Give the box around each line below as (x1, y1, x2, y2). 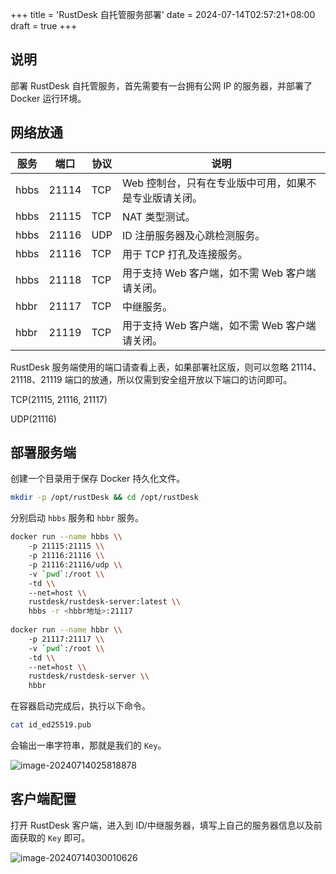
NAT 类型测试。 (122, 209, 196, 223)
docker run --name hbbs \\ (10, 532, 123, 542)
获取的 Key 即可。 (18, 831, 91, 843)
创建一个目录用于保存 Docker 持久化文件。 (10, 473, 186, 485)
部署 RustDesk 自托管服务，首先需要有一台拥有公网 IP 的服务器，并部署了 (10, 79, 313, 92)
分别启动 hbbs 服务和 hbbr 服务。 (10, 512, 145, 524)
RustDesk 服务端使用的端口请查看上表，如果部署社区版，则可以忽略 (10, 361, 289, 373)
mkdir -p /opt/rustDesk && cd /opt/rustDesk (10, 493, 199, 503)
